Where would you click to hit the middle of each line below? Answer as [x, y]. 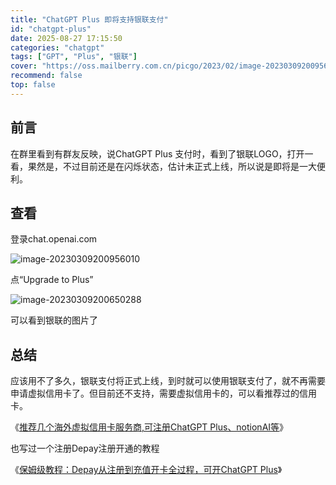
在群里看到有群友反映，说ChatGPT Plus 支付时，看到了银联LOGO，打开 [157, 153]
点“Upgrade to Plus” [52, 280]
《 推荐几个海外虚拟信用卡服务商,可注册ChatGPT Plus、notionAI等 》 [149, 427]
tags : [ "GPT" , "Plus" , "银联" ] [74, 57]
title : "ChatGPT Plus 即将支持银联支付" [89, 19]
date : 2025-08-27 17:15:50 [66, 38]
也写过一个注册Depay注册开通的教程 [85, 448]
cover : [24, 66]
